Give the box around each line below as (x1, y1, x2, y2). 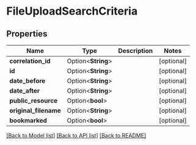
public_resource (9, 96, 58, 105)
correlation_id (9, 57, 51, 65)
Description (118, 47, 153, 55)
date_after (9, 87, 40, 95)
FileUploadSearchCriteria (6, 4, 138, 18)
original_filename (9, 107, 61, 115)
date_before (9, 77, 46, 85)
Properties (6, 29, 48, 39)
